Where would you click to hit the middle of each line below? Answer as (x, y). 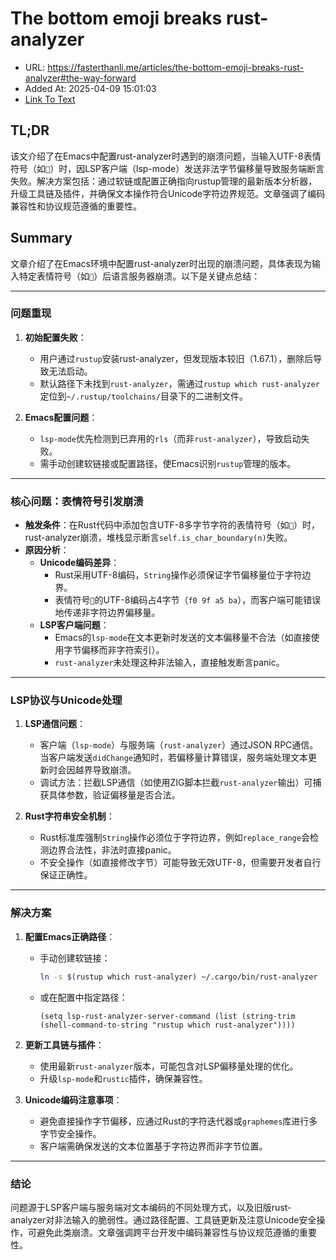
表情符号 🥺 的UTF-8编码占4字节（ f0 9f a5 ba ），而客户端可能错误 (188, 600)
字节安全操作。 (70, 1133)
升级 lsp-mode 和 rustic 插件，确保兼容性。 (123, 1078)
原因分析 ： (47, 550)
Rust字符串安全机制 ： (69, 816)
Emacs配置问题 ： (61, 417)
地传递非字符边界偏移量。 (107, 613)
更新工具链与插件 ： (64, 1044)
